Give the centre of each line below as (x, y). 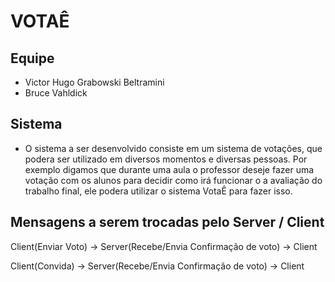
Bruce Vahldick (56, 93)
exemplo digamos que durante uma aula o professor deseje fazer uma (169, 169)
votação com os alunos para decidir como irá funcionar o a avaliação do (173, 180)
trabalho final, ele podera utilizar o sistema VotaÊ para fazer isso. (158, 191)
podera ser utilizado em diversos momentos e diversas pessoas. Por (166, 159)
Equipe (32, 58)
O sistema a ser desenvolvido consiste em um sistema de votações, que (173, 148)
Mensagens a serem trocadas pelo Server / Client (167, 222)
